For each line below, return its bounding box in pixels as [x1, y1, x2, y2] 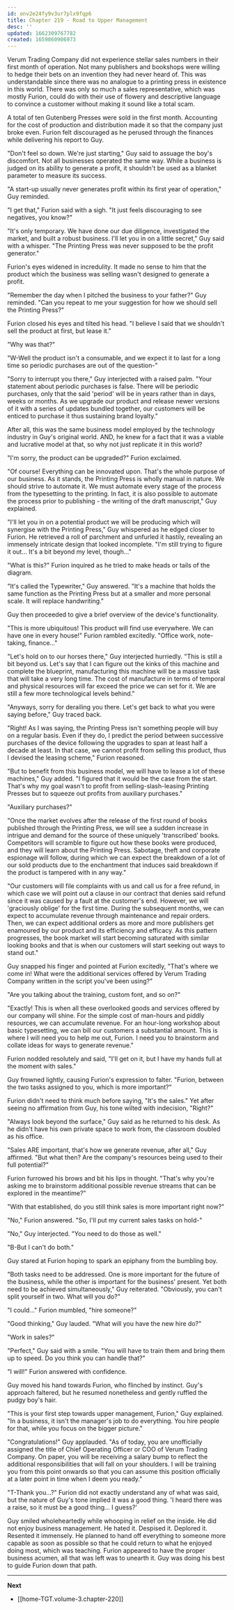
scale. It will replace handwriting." [7, 597, 104, 605]
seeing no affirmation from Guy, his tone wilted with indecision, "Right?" [7, 1104, 214, 1112]
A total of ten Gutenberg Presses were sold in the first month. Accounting [7, 113, 218, 122]
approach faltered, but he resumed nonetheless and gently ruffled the [7, 1389, 208, 1397]
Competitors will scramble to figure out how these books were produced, [7, 839, 217, 847]
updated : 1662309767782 [7, 29, 77, 37]
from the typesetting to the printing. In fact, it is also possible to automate [7, 489, 218, 498]
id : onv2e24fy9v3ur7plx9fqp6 [7, 10, 92, 17]
